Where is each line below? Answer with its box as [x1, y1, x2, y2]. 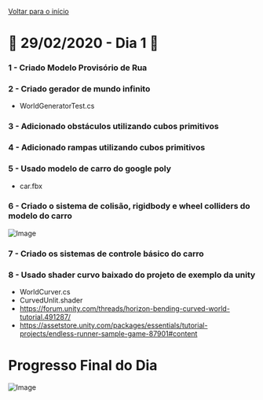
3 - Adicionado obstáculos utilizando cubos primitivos [8, 121, 219, 132]
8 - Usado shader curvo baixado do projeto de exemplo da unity [8, 269, 256, 280]
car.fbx [19, 181, 43, 191]
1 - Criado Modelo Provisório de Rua [8, 62, 148, 73]
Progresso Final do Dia [8, 357, 158, 375]
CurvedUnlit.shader [19, 295, 83, 306]
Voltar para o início [8, 7, 69, 16]
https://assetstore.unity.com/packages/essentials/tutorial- [19, 320, 208, 330]
